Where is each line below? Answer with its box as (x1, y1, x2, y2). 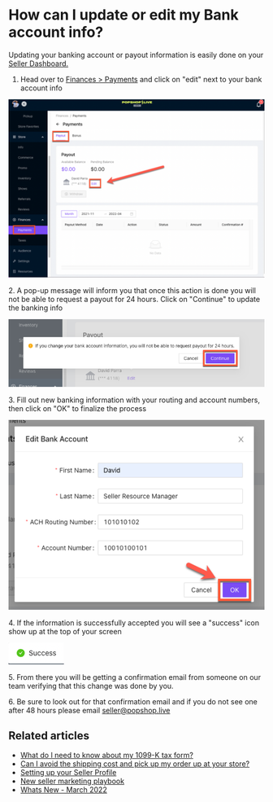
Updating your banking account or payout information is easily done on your (8, 50, 264, 59)
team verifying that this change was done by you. (8, 681, 174, 690)
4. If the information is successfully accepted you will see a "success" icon (8, 617, 260, 628)
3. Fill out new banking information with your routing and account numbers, (8, 395, 260, 405)
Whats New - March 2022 (19, 785, 107, 795)
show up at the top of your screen (8, 626, 122, 636)
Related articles (8, 729, 89, 743)
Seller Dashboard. (8, 59, 69, 68)
